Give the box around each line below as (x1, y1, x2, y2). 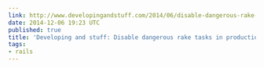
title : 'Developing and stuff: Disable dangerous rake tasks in (8, 33, 223, 41)
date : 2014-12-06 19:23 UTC (8, 19, 101, 27)
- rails (8, 48, 34, 55)
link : (8, 11, 26, 20)
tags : (8, 41, 26, 48)
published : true (8, 26, 61, 34)
